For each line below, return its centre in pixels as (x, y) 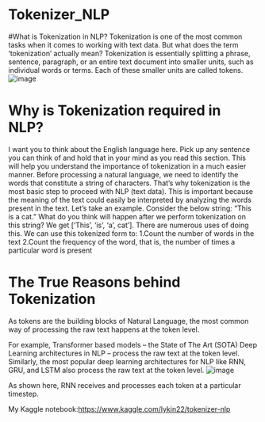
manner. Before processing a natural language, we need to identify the (123, 174)
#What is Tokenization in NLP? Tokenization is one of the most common (125, 36)
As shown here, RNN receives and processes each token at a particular (125, 385)
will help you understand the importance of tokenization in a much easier (127, 166)
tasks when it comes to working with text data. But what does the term (123, 44)
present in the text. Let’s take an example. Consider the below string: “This (130, 208)
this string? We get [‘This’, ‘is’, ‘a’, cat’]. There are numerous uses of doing (129, 225)
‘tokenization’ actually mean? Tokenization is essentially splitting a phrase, (129, 53)
